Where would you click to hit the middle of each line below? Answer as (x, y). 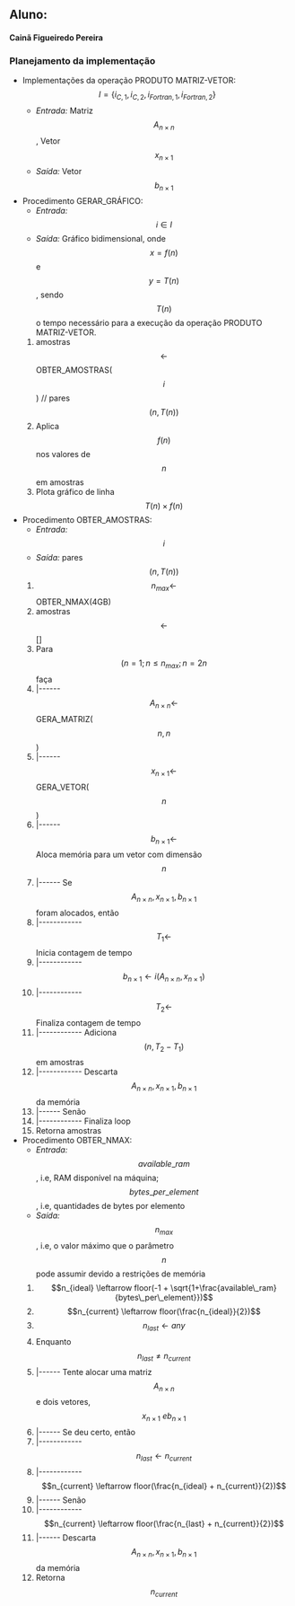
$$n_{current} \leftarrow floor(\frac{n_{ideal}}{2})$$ (164, 1311)
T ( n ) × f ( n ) (164, 506)
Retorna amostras (68, 1131)
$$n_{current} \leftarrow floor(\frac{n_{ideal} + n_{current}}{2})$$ (164, 1487)
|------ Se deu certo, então (86, 1433)
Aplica (48, 427)
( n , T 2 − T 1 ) (164, 1047)
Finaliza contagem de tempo (88, 1022)
